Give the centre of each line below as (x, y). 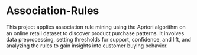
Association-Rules (53, 11)
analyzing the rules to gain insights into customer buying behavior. (87, 46)
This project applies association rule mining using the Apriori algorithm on (96, 27)
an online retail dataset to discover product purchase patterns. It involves (95, 33)
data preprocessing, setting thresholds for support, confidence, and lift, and (98, 39)
